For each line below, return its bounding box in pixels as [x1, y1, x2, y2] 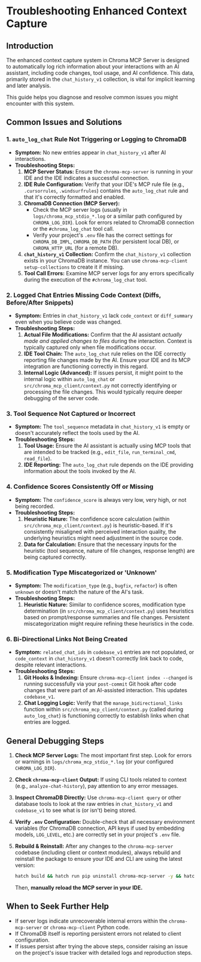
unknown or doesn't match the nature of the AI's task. [14, 588, 144, 595]
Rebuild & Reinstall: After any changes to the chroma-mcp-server [14, 842, 173, 850]
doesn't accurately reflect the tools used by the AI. [14, 430, 140, 437]
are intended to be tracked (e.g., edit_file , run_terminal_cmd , [23, 449, 176, 456]
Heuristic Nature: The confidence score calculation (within [23, 515, 170, 522]
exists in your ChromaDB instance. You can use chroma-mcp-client [23, 257, 188, 264]
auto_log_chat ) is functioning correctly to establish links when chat [23, 712, 190, 719]
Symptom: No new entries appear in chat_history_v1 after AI [14, 148, 166, 156]
